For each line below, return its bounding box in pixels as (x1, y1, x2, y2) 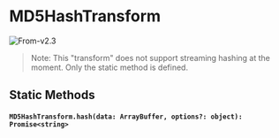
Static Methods (9, 88, 95, 103)
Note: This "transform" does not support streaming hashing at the (30, 52, 271, 63)
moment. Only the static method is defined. (30, 62, 188, 73)
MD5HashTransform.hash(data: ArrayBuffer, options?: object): (9, 112, 243, 121)
